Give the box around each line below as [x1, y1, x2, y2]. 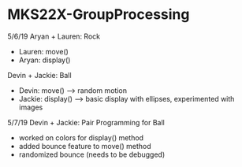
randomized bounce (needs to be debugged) [18, 150, 166, 159]
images [18, 102, 43, 112]
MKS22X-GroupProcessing [7, 6, 190, 24]
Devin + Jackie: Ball [7, 70, 72, 80]
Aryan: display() [18, 55, 71, 65]
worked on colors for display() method [18, 132, 143, 143]
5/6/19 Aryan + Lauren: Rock [7, 32, 100, 41]
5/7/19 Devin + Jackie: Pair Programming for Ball [7, 117, 165, 127]
